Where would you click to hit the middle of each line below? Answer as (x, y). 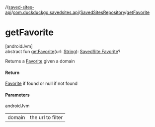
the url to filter (46, 118)
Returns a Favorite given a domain (40, 61)
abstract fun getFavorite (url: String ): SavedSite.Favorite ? (63, 51)
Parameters (17, 95)
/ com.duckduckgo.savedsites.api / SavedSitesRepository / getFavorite (80, 12)
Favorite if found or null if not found (41, 83)
